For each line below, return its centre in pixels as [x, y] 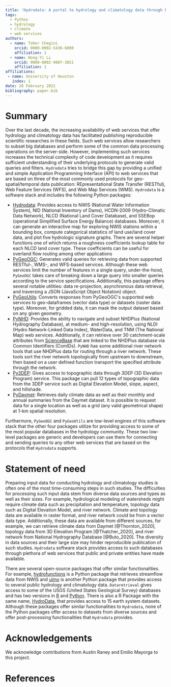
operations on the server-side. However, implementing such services [78, 152]
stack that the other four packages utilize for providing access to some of [82, 426]
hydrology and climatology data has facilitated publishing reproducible [79, 135]
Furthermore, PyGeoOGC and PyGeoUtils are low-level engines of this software [85, 421]
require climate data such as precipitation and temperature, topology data [82, 505]
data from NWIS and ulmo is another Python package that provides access [83, 579]
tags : [11, 15]
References [30, 678]
